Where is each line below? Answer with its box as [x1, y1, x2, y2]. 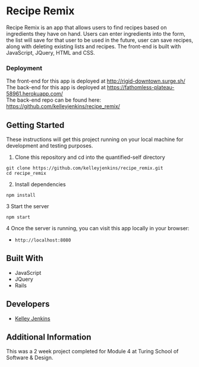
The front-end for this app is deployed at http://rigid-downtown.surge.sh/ [6, 77, 185, 84]
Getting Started [6, 120, 65, 130]
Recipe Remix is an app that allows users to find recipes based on [6, 24, 168, 31]
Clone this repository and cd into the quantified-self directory [14, 153, 165, 161]
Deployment [6, 64, 43, 72]
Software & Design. [6, 354, 53, 361]
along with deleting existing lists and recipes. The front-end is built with [6, 43, 181, 50]
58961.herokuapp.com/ [6, 90, 64, 98]
